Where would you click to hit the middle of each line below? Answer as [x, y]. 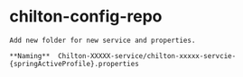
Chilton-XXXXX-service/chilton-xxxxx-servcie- [147, 56]
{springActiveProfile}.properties [75, 64]
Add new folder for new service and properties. [103, 40]
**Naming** [30, 56]
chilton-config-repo [86, 17]
